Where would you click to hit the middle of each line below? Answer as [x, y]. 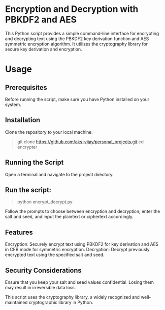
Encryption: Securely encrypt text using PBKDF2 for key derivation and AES [82, 244]
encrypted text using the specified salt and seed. [55, 255]
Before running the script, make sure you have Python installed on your [77, 99]
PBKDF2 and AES [41, 20]
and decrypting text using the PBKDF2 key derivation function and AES [77, 39]
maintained [16, 302]
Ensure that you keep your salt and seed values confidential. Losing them [80, 282]
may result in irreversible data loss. [41, 287]
